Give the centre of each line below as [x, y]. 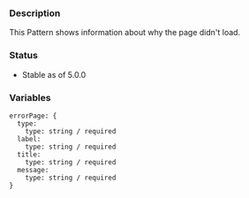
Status [23, 56]
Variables [30, 97]
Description [35, 13]
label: [29, 139]
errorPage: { [33, 116]
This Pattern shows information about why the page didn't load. [125, 33]
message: [33, 170]
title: [29, 154]
